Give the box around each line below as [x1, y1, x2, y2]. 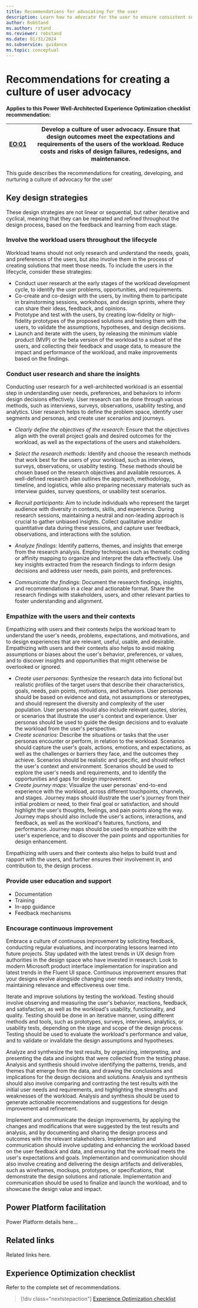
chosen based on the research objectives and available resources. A [14, 469, 181, 476]
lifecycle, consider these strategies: [6, 268, 93, 275]
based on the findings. [14, 355, 70, 362]
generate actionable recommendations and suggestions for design [6, 1098, 168, 1106]
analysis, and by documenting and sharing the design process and [6, 1129, 168, 1136]
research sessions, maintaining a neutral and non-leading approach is [14, 512, 184, 519]
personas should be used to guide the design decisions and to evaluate [14, 719, 189, 726]
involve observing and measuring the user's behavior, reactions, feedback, [6, 999, 188, 1006]
